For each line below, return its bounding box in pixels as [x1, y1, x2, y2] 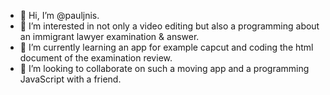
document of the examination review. [19, 52, 173, 64]
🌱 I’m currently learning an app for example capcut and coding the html [19, 41, 314, 53]
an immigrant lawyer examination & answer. [19, 31, 200, 42]
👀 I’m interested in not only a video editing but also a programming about [19, 20, 320, 32]
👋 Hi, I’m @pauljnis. [19, 10, 100, 21]
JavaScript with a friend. [19, 73, 122, 85]
